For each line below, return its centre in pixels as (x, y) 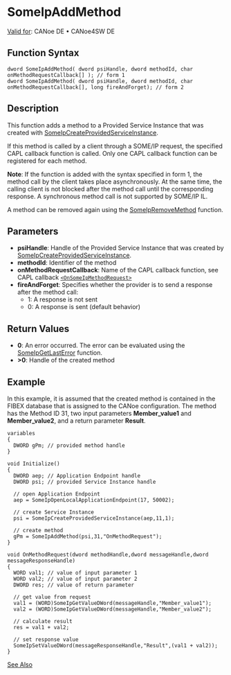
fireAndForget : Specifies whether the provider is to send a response (115, 285)
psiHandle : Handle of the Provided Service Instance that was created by (120, 248)
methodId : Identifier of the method (67, 263)
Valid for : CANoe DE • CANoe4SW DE (61, 31)
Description (33, 108)
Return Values (38, 329)
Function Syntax (43, 53)
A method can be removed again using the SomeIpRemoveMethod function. (115, 209)
